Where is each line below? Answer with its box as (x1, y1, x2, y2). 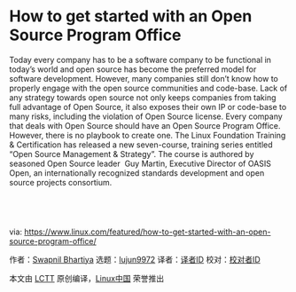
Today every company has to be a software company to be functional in (9, 54, 272, 65)
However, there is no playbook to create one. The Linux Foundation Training (9, 130, 286, 140)
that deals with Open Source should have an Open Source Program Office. (9, 120, 281, 130)
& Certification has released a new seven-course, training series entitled (9, 139, 273, 150)
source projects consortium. (9, 177, 113, 187)
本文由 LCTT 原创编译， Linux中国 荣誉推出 (9, 272, 165, 283)
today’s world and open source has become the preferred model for (9, 64, 257, 75)
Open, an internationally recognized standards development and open (9, 167, 265, 178)
